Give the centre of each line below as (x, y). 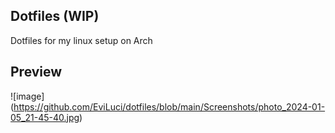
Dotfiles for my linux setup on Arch (81, 40)
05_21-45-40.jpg (45, 117)
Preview (36, 72)
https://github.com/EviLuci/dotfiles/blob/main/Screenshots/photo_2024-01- (169, 106)
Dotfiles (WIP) (55, 16)
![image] (27, 96)
